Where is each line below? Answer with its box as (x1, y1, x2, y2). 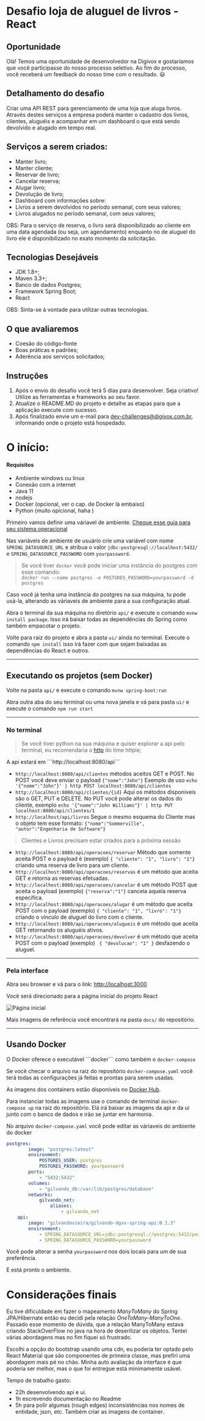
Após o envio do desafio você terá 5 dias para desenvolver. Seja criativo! (15, 387, 199, 394)
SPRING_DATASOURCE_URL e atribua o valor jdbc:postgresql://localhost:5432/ (6, 544, 198, 551)
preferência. (6, 1254, 37, 1262)
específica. (15, 894, 44, 901)
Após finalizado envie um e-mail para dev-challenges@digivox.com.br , (15, 413, 193, 420)
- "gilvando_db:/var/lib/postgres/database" (38, 1185, 154, 1192)
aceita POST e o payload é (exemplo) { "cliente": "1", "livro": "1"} (15, 855, 195, 862)
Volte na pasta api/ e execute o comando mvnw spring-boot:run (6, 686, 167, 694)
